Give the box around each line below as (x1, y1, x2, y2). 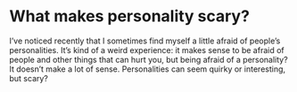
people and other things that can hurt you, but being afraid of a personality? (9, 54, 288, 65)
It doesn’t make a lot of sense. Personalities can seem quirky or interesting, (9, 64, 286, 74)
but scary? (9, 73, 49, 83)
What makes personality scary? (9, 6, 250, 27)
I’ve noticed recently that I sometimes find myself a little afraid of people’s (9, 35, 281, 46)
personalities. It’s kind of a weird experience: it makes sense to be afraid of (9, 44, 285, 55)
